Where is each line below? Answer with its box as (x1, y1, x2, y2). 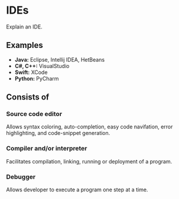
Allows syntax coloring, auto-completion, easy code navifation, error (6, 123, 173, 130)
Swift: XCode (14, 69, 48, 76)
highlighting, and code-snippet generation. (6, 130, 110, 137)
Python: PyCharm (14, 75, 59, 82)
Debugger (6, 172, 36, 181)
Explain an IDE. (6, 23, 43, 30)
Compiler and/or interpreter (6, 145, 87, 153)
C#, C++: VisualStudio (14, 62, 70, 69)
